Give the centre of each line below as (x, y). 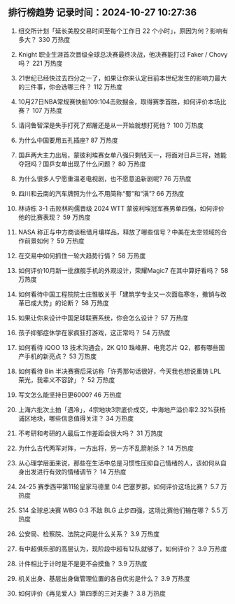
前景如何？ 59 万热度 (54, 241)
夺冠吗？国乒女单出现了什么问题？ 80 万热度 (82, 164)
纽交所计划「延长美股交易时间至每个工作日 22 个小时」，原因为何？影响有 (123, 31)
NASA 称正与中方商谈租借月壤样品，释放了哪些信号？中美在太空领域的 (119, 232)
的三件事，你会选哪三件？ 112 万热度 (70, 87)
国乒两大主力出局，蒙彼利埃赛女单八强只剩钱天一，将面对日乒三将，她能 (122, 155)
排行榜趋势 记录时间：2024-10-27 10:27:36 (102, 13)
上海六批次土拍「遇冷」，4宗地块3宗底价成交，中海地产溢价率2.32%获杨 (122, 409)
